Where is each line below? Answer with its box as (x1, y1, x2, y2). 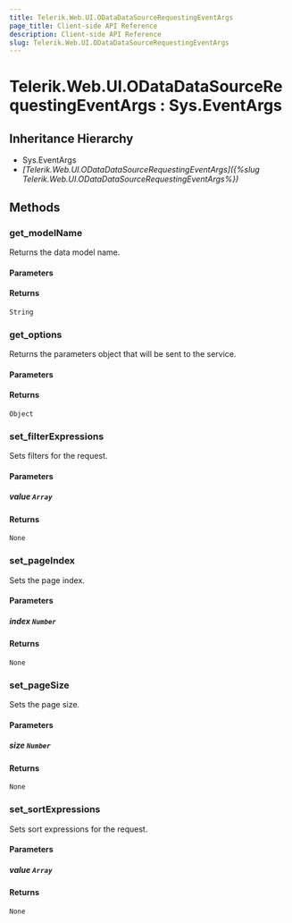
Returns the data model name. (9, 247, 121, 258)
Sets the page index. (9, 574, 85, 586)
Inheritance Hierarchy (9, 131, 134, 146)
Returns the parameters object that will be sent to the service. (9, 349, 237, 360)
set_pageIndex (9, 555, 76, 567)
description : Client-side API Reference (9, 30, 163, 38)
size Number (9, 740, 51, 751)
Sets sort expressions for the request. (9, 824, 148, 834)
